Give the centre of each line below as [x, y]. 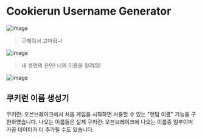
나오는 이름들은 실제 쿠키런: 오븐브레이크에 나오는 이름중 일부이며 [116, 122]
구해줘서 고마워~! [42, 40]
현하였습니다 [21, 122]
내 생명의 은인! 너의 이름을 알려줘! [61, 65]
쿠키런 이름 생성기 [38, 98]
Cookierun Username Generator [89, 11]
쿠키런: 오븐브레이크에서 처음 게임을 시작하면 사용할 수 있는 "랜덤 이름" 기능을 [98, 114]
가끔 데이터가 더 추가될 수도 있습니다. [50, 129]
